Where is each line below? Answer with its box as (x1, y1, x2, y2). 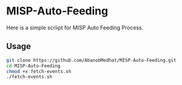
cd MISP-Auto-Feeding (6, 63, 61, 69)
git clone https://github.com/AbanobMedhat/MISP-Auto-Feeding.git (6, 57, 177, 63)
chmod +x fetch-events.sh (6, 68, 71, 74)
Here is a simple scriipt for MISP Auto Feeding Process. (6, 24, 143, 31)
